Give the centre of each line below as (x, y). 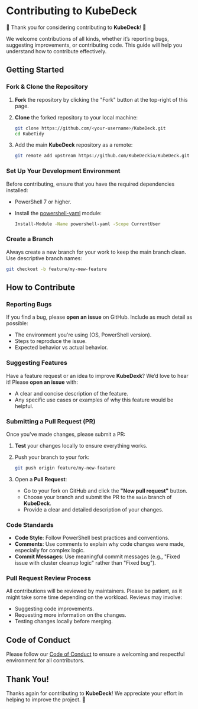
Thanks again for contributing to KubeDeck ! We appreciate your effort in (95, 693)
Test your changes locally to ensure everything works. (81, 445)
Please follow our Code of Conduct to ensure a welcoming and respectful (95, 654)
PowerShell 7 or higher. (43, 202)
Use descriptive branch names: (44, 258)
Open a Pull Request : (41, 479)
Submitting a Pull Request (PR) (51, 421)
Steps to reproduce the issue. (51, 341)
